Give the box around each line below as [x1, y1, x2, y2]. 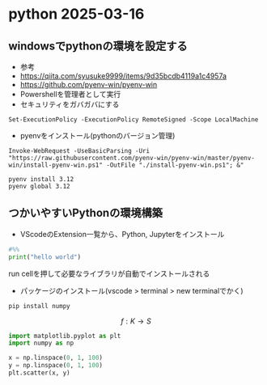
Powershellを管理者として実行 [19, 90, 121, 99]
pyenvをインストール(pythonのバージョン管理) [19, 131, 176, 140]
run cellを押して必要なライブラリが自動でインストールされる [8, 269, 210, 278]
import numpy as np [8, 339, 74, 348]
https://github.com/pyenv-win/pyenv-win [19, 80, 158, 89]
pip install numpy [8, 302, 70, 310]
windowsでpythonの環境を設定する [8, 39, 188, 53]
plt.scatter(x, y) [8, 369, 70, 377]
